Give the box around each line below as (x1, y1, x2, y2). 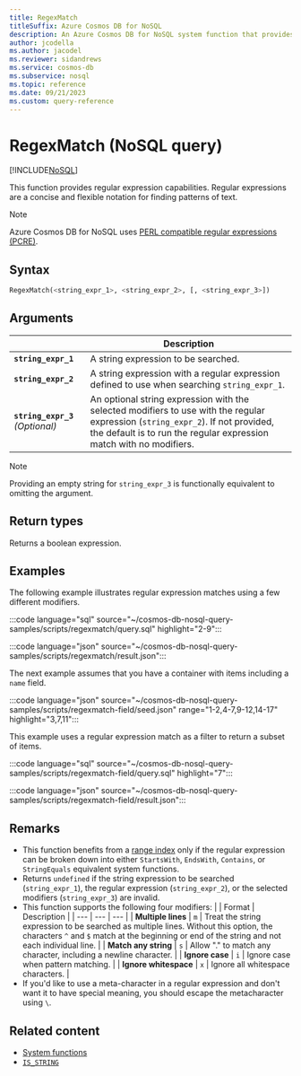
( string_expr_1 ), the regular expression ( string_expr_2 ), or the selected (21, 883, 288, 894)
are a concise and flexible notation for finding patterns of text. (9, 192, 238, 203)
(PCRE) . (9, 236, 39, 247)
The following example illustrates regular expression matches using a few (9, 587, 280, 598)
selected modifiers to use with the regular (90, 404, 266, 416)
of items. (9, 741, 42, 752)
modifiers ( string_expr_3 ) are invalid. (21, 892, 160, 903)
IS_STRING (21, 1058, 60, 1068)
